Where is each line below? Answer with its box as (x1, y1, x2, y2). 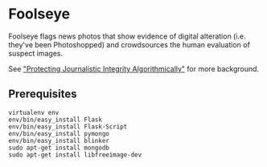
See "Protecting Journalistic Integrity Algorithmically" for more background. (8, 63, 260, 73)
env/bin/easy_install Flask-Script (8, 122, 128, 131)
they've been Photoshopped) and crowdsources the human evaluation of (8, 39, 251, 49)
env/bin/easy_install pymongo (8, 129, 110, 137)
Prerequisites (8, 88, 77, 101)
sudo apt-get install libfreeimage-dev (8, 150, 142, 159)
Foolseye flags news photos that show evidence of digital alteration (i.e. (8, 31, 247, 41)
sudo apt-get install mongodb (8, 144, 110, 152)
